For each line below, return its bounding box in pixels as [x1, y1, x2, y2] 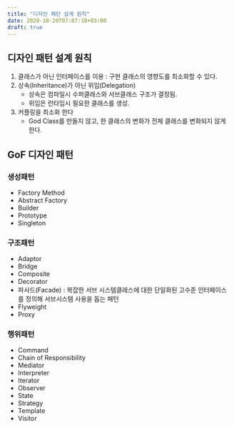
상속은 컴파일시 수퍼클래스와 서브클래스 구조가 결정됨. [28, 90, 178, 98]
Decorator [17, 277, 48, 286]
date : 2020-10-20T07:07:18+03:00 [7, 17, 107, 24]
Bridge [17, 262, 38, 271]
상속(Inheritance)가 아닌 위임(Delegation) [17, 81, 136, 90]
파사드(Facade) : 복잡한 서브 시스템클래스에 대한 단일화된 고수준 [17, 286, 197, 295]
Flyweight [17, 302, 47, 311]
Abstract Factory [17, 195, 68, 204]
